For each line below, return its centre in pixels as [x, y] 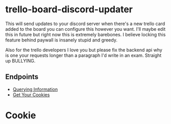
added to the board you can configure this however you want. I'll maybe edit [86, 29]
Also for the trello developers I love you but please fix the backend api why [84, 50]
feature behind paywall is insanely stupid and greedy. [61, 40]
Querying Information [35, 89]
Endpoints [22, 77]
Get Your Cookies [31, 95]
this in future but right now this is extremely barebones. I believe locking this [86, 34]
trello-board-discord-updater [69, 9]
